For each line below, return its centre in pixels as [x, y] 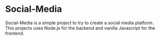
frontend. [15, 33]
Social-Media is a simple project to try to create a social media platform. [79, 23]
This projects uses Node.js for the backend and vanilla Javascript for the [80, 28]
